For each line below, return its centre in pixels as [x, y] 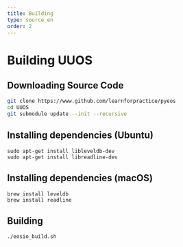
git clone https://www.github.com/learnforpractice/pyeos [91, 101]
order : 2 [20, 26]
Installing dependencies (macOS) [80, 178]
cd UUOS [18, 108]
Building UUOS [50, 60]
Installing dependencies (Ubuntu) [81, 136]
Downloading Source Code [65, 85]
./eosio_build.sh [32, 237]
